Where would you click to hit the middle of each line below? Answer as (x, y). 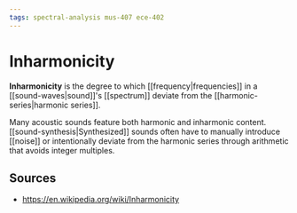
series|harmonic (39, 105)
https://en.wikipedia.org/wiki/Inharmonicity (101, 200)
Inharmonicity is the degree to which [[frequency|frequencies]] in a (133, 86)
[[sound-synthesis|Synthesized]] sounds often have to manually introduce (145, 131)
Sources (33, 178)
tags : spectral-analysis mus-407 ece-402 (87, 17)
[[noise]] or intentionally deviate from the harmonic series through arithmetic (149, 141)
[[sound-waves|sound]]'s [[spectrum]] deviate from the (111, 95)
